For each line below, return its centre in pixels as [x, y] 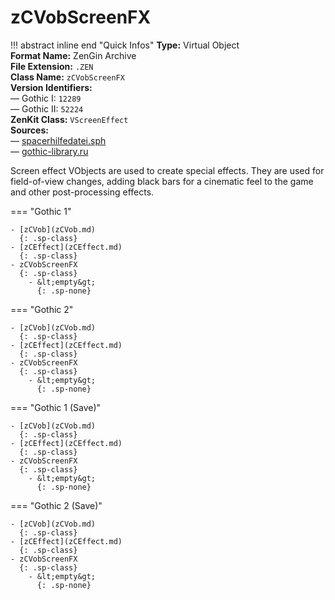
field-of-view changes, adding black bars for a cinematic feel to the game [162, 181]
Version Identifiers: [51, 87]
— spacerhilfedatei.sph [58, 140]
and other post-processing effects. [82, 192]
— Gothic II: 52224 [47, 108]
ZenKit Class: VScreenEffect [69, 119]
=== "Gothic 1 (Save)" [56, 407]
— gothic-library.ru [49, 151]
